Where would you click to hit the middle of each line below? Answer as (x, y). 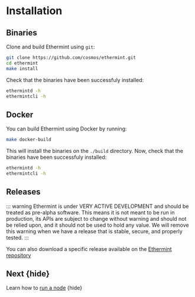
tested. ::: (18, 237)
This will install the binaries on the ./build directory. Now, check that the (95, 151)
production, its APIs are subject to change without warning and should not (96, 218)
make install (22, 68)
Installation (34, 11)
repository (19, 255)
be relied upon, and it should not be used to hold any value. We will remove (97, 225)
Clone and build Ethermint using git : (51, 47)
